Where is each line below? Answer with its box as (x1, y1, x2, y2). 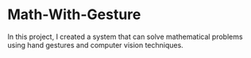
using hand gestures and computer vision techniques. (7, 40, 183, 49)
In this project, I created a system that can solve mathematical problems (7, 32, 243, 41)
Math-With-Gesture (7, 6, 141, 24)
